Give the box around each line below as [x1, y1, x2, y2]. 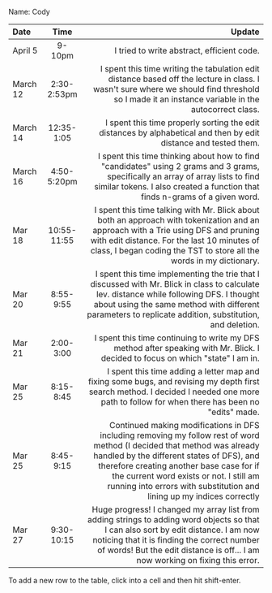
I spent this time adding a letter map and [107, 366, 260, 377]
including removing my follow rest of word [100, 430, 260, 441]
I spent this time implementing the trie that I [95, 268, 260, 279]
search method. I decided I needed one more [88, 386, 260, 397]
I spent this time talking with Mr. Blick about [94, 205, 260, 215]
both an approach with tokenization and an [96, 214, 260, 226]
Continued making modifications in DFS [108, 420, 260, 431]
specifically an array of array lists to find [107, 171, 260, 182]
